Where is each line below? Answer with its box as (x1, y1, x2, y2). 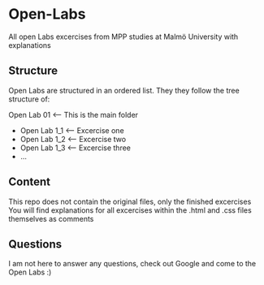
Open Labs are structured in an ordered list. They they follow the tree (8, 85, 240, 95)
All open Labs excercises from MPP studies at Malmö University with (8, 32, 239, 41)
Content (8, 175, 51, 189)
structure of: (8, 94, 50, 104)
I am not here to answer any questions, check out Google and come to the (8, 259, 257, 269)
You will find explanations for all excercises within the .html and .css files (8, 205, 252, 215)
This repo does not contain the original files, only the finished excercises (8, 196, 252, 206)
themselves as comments (8, 214, 94, 223)
